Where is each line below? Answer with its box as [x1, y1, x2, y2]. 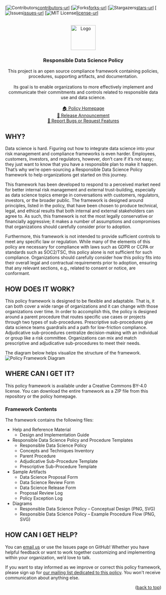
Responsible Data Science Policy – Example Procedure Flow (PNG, [19, 511, 156, 517]
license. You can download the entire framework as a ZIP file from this [5, 388, 149, 394]
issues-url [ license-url [23, 10, 99, 16]
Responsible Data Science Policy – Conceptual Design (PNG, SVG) [19, 506, 156, 512]
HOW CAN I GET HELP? [5, 531, 78, 539]
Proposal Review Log [19, 490, 63, 496]
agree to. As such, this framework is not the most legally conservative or [5, 213, 154, 219]
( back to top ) [135, 584, 162, 590]
